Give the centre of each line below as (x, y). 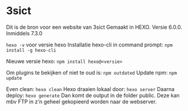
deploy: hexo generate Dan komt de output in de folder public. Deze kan (93, 95)
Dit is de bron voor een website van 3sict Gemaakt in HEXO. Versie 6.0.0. (94, 27)
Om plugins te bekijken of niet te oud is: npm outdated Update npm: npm (92, 72)
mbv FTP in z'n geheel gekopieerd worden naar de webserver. (81, 102)
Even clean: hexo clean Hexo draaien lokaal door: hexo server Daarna (90, 89)
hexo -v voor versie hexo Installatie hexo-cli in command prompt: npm (90, 45)
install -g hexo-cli (31, 50)
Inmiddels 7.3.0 (24, 33)
